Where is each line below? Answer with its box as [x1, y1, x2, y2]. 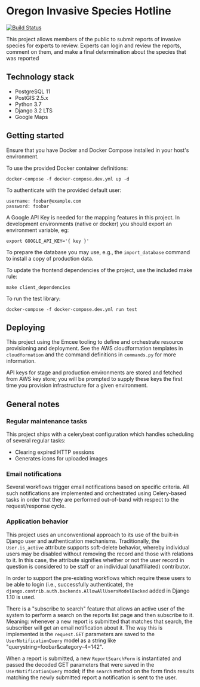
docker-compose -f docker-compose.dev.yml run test [6, 306, 137, 312]
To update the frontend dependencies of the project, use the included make [6, 266, 193, 273]
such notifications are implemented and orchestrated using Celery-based [6, 490, 187, 497]
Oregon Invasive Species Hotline [6, 4, 171, 18]
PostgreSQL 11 [14, 88, 51, 95]
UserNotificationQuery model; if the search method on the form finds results [6, 667, 195, 674]
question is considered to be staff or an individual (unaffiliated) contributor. [6, 563, 191, 570]
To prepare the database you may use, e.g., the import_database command [6, 248, 190, 255]
